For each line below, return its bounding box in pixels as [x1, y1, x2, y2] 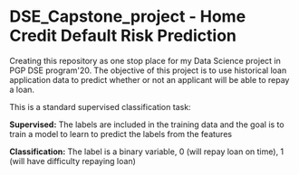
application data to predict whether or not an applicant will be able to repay [9, 74, 290, 85]
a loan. [9, 84, 34, 95]
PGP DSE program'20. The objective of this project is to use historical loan [9, 65, 287, 76]
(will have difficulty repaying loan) [9, 155, 136, 166]
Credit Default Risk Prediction [9, 25, 237, 46]
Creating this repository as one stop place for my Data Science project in [9, 55, 281, 66]
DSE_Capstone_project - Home [9, 6, 246, 27]
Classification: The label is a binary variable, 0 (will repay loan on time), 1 [9, 146, 285, 157]
